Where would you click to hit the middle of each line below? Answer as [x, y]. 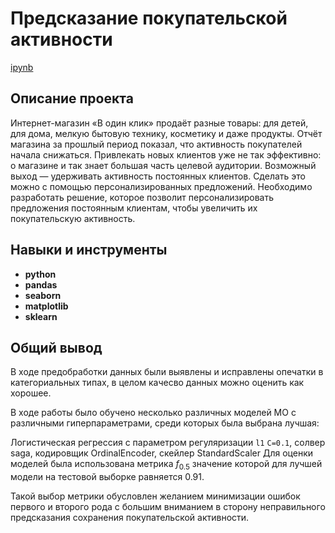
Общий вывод [56, 347]
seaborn [43, 295]
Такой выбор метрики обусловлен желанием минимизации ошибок [155, 496]
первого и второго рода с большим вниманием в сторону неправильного [168, 507]
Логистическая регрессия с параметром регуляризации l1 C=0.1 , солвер [168, 443]
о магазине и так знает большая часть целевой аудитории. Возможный [163, 165]
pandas [41, 284]
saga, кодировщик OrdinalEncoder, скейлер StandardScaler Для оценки [162, 453]
